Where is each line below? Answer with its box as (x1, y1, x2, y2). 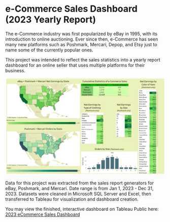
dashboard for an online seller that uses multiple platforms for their (5, 62, 145, 68)
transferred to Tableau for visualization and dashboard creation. (5, 196, 139, 202)
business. (5, 67, 25, 74)
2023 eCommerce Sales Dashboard (5, 211, 80, 217)
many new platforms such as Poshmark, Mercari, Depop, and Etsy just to (5, 41, 157, 47)
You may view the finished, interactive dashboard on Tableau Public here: (5, 206, 159, 212)
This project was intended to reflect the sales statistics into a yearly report (5, 56, 161, 62)
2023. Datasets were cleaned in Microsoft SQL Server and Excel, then (5, 191, 151, 197)
